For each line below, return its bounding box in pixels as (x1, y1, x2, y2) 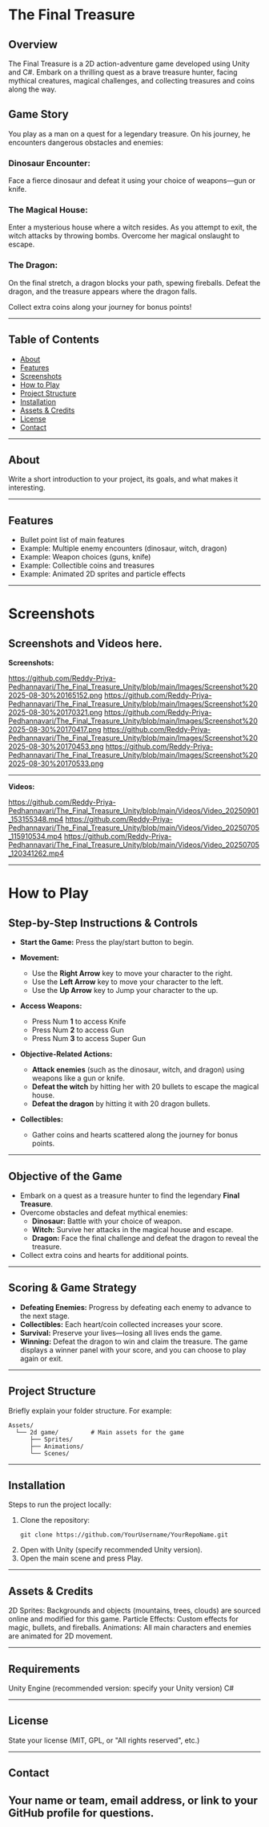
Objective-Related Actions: (19, 1049, 113, 1059)
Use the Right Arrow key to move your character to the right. (31, 969, 233, 979)
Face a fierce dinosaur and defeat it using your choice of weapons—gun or (8, 176, 256, 185)
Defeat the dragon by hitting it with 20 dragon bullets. (31, 1099, 211, 1109)
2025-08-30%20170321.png (8, 708, 102, 718)
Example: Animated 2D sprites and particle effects (19, 569, 186, 579)
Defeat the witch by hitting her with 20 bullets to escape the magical (31, 1082, 259, 1092)
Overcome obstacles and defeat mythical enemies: (19, 1207, 188, 1217)
